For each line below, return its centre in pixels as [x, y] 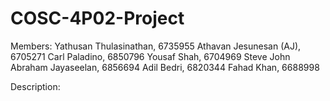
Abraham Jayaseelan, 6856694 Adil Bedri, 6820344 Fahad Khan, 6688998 [165, 67]
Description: [35, 86]
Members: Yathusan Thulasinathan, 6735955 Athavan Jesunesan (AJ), [156, 46]
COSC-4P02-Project [97, 18]
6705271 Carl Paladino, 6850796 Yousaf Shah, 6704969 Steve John [150, 56]
